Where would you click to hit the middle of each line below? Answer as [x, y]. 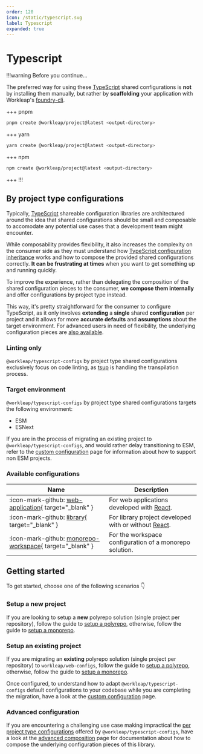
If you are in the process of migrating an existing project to [79, 439]
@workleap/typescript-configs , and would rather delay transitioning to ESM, [101, 445]
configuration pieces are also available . [55, 332]
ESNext [24, 427]
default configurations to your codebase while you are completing [109, 690]
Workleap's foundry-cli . [36, 100]
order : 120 [20, 12]
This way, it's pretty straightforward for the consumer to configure [89, 306]
